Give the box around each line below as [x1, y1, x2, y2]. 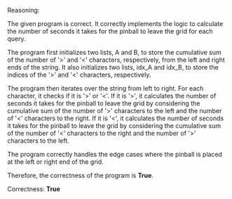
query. [7, 34, 26, 43]
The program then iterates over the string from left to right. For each [7, 84, 204, 92]
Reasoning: [7, 6, 40, 14]
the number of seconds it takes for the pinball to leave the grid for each [7, 27, 213, 35]
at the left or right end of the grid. [7, 158, 104, 166]
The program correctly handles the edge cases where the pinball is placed [7, 150, 223, 158]
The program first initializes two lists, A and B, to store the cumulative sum [7, 49, 222, 56]
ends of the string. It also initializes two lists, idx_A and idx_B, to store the [7, 63, 219, 71]
